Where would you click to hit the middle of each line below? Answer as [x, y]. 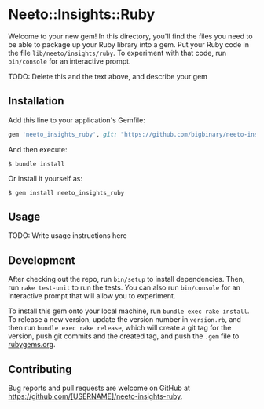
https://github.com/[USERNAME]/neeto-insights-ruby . [95, 396]
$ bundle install [37, 164]
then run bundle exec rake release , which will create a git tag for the [120, 328]
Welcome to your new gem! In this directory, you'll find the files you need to [130, 36]
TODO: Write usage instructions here [68, 236]
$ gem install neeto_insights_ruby [66, 193]
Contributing [40, 369]
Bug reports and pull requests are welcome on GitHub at [99, 388]
